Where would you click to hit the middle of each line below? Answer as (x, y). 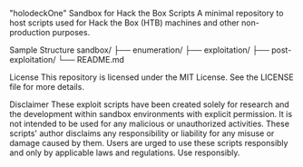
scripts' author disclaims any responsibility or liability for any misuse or (142, 133)
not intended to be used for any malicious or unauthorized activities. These (150, 123)
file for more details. (47, 87)
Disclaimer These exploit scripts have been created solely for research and (150, 104)
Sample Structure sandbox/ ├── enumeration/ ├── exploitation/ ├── (140, 50)
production (30, 32)
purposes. (71, 32)
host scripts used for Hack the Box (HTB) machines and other (125, 23)
